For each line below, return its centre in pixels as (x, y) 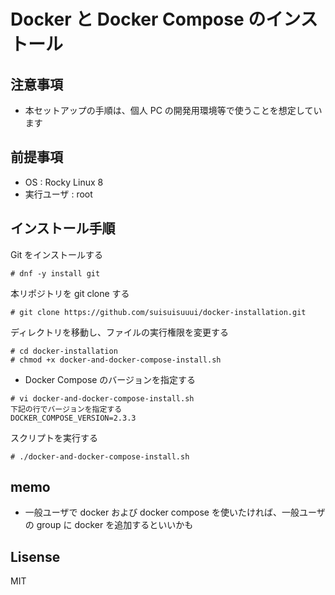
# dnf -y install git (55, 273)
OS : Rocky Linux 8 (64, 182)
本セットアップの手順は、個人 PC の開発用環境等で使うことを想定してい (173, 110)
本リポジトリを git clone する (70, 293)
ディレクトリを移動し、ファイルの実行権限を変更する (120, 332)
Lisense (35, 556)
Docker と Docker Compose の (138, 19)
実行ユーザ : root (58, 194)
